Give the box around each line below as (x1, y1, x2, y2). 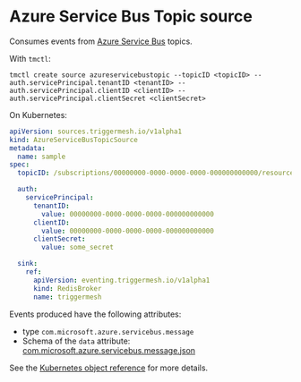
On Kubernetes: (9, 109, 67, 120)
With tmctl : (9, 53, 51, 64)
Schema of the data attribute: (21, 335, 131, 346)
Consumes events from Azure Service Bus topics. (9, 36, 193, 47)
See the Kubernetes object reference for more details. (9, 362, 209, 373)
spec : (9, 160, 30, 169)
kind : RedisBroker (32, 284, 102, 293)
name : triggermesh (32, 293, 102, 301)
